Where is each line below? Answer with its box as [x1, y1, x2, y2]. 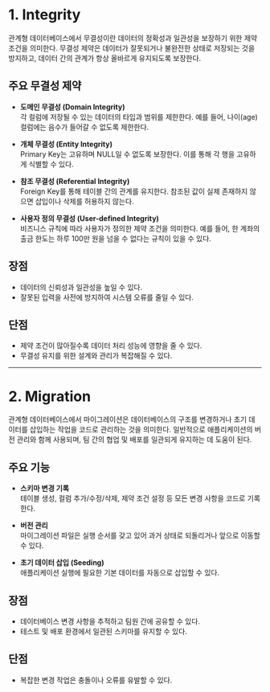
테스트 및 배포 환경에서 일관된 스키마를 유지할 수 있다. [19, 626, 187, 636]
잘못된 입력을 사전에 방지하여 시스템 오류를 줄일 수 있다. [19, 292, 194, 302]
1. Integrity [8, 6, 81, 24]
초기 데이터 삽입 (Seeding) [19, 558, 104, 567]
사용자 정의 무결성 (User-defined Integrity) [19, 213, 159, 223]
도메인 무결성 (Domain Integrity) [19, 102, 125, 112]
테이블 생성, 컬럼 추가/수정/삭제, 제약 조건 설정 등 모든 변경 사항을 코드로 [19, 493, 246, 503]
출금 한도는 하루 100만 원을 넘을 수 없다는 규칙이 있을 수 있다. [19, 233, 211, 243]
